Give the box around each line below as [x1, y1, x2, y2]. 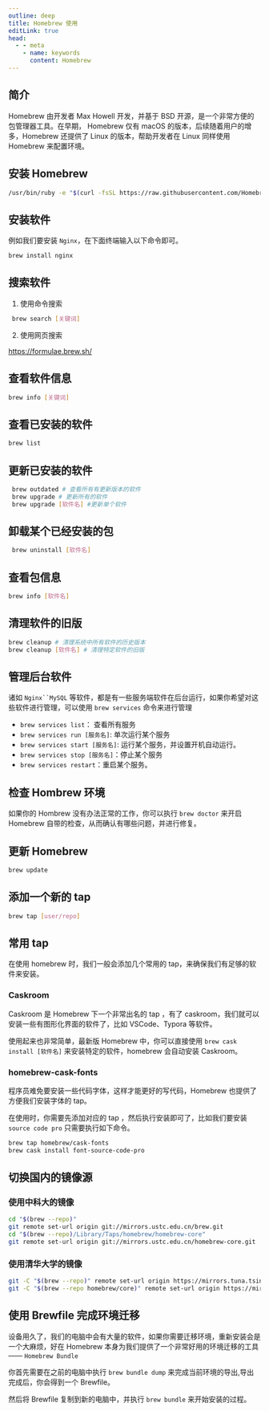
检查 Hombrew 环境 [8, 786, 106, 799]
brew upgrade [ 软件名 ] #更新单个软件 [11, 500, 126, 508]
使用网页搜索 [19, 330, 62, 340]
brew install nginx [8, 252, 74, 260]
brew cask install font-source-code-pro [8, 1146, 146, 1154]
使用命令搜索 [19, 299, 62, 308]
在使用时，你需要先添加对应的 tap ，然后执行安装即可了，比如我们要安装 [8, 1112, 247, 1122]
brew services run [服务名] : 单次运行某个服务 [19, 730, 171, 739]
